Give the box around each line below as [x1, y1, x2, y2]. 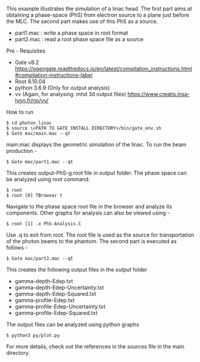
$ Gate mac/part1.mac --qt [6, 159, 73, 165]
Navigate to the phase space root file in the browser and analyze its [6, 203, 173, 210]
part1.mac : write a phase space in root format [14, 29, 128, 36]
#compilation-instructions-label [14, 72, 93, 78]
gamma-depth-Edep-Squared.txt [14, 290, 97, 297]
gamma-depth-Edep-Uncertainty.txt [14, 284, 104, 291]
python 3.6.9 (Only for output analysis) [14, 84, 110, 91]
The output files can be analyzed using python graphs [6, 321, 139, 328]
